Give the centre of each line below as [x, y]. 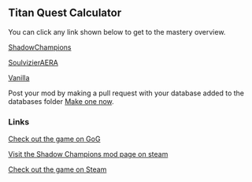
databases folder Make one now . [61, 101]
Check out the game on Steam [57, 169]
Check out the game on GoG [54, 139]
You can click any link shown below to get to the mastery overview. [117, 32]
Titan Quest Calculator [65, 13]
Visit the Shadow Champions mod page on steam [88, 154]
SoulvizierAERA [33, 62]
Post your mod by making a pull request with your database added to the [126, 93]
